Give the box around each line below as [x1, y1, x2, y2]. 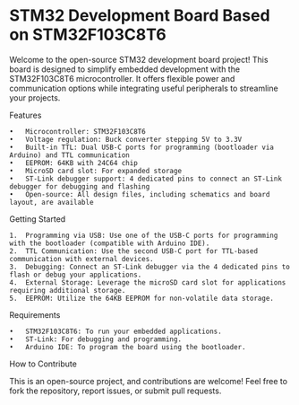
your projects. [9, 92, 61, 103]
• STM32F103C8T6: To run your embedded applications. [9, 327, 222, 336]
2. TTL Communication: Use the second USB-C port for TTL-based [9, 246, 258, 256]
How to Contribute [9, 358, 78, 369]
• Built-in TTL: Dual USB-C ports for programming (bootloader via [9, 143, 275, 152]
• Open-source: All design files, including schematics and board [9, 189, 270, 198]
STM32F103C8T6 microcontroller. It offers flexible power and [9, 73, 235, 84]
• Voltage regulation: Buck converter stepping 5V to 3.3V [9, 135, 243, 144]
